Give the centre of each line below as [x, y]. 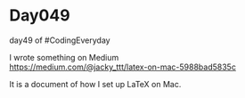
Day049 [40, 16]
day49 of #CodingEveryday [60, 40]
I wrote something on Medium [64, 57]
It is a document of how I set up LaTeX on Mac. [95, 84]
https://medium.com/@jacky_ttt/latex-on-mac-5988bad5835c [122, 67]
